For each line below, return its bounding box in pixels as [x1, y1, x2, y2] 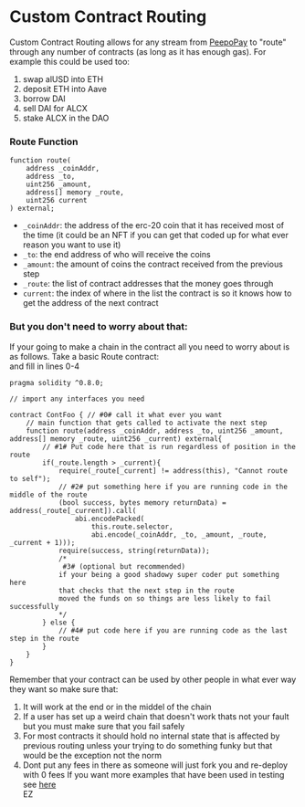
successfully [9, 602, 59, 611]
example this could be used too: [9, 56, 131, 67]
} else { [42, 618, 76, 627]
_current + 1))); [9, 538, 76, 547]
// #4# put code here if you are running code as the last [58, 625, 288, 635]
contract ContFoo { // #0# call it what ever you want [9, 410, 223, 419]
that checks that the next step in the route [58, 586, 235, 595]
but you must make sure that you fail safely [22, 720, 185, 731]
